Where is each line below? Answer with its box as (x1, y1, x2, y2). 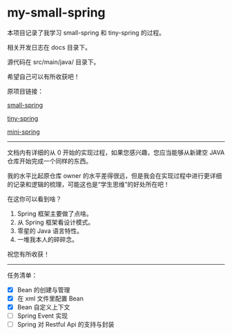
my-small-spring (7, 5, 106, 21)
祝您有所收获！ (7, 250, 50, 258)
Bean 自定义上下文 (17, 303, 70, 312)
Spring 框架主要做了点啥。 (17, 209, 93, 218)
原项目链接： (7, 87, 43, 95)
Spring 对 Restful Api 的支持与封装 (17, 321, 115, 329)
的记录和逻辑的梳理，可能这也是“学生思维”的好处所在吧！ (7, 180, 171, 188)
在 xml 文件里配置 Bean (17, 294, 84, 303)
